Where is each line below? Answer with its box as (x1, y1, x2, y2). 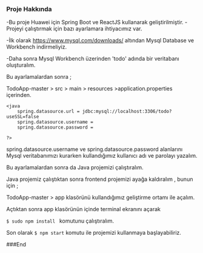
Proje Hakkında (6, 5, 53, 13)
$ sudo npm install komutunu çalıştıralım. (6, 217, 114, 224)
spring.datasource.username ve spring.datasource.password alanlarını (6, 146, 183, 153)
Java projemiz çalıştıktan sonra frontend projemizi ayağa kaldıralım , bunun (6, 175, 193, 183)
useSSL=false (6, 114, 39, 120)
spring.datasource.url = (17, 109, 80, 115)
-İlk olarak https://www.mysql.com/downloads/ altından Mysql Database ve (6, 37, 195, 44)
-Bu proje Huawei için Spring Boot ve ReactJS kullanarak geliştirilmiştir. (6, 19, 184, 26)
